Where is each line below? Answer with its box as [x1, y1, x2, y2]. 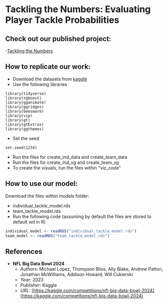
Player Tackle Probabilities [5, 14, 119, 26]
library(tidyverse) [5, 91, 47, 96]
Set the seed [12, 135, 39, 141]
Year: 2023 [20, 277, 44, 283]
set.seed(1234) [5, 145, 37, 150]
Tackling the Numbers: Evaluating [5, 4, 151, 15]
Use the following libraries [12, 81, 67, 87]
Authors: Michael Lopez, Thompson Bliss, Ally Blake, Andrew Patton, [20, 266, 163, 272]
